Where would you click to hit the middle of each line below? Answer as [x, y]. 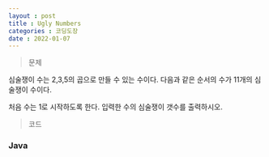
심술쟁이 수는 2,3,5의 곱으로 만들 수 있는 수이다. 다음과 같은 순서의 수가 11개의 [130, 80]
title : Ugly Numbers [45, 23]
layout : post [32, 16]
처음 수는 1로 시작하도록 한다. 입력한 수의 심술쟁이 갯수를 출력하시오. [115, 107]
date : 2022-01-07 [39, 38]
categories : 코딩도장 [43, 31]
